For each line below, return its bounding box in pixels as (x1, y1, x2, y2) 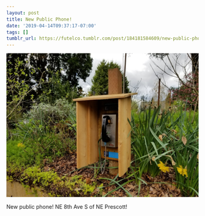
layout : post (6, 10, 40, 16)
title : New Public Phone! (6, 16, 72, 23)
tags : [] (6, 29, 29, 35)
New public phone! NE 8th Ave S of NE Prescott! (6, 203, 128, 211)
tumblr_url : (6, 35, 37, 42)
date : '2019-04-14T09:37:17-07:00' (6, 23, 97, 29)
